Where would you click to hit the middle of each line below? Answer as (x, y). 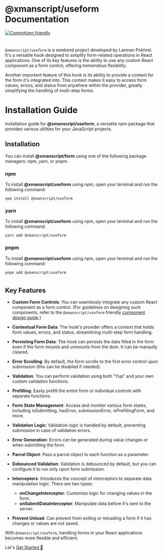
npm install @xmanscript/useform (39, 198)
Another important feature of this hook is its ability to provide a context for (79, 75)
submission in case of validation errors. (52, 431)
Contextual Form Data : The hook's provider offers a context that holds (83, 327)
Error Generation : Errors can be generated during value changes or (80, 440)
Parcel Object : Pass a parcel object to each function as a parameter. (81, 455)
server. (26, 509)
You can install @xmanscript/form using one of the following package (76, 156)
